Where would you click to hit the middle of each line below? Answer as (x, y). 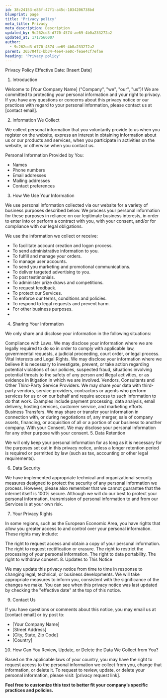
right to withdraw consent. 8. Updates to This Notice (59, 559)
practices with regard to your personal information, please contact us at (79, 105)
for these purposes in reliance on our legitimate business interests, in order (82, 216)
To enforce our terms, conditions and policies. (59, 298)
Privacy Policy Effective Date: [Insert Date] (48, 70)
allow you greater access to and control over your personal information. (79, 529)
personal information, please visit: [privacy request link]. (63, 675)
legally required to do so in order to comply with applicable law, (70, 349)
